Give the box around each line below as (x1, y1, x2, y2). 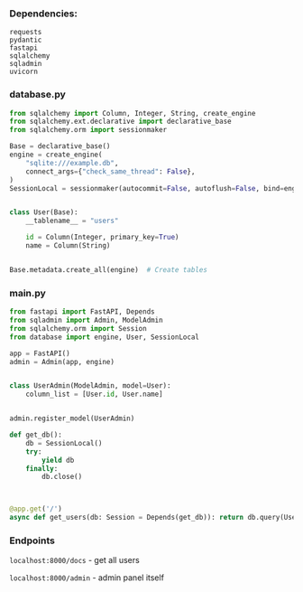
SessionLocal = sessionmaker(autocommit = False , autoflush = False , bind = (9, 183, 284, 193)
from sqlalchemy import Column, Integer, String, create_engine (9, 108, 256, 117)
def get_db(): (9, 430, 63, 440)
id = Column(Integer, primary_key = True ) (25, 233, 179, 242)
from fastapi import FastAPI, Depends (9, 307, 155, 316)
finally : (25, 464, 59, 473)
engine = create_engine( (9, 150, 103, 160)
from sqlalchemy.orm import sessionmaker (9, 126, 168, 135)
